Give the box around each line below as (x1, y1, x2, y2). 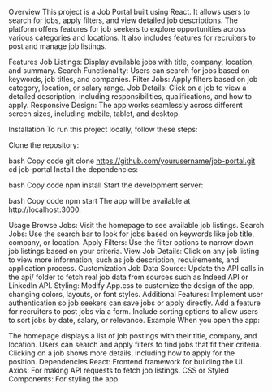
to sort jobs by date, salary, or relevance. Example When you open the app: (8, 316, 260, 325)
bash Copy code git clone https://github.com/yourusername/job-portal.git (8, 156, 256, 166)
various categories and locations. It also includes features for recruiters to (8, 32, 256, 42)
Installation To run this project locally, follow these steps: (8, 125, 198, 134)
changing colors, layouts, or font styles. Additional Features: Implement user (8, 290, 264, 299)
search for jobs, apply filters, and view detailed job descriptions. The (8, 15, 238, 25)
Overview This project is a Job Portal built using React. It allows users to (8, 7, 250, 16)
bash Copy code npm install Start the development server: (8, 180, 204, 190)
